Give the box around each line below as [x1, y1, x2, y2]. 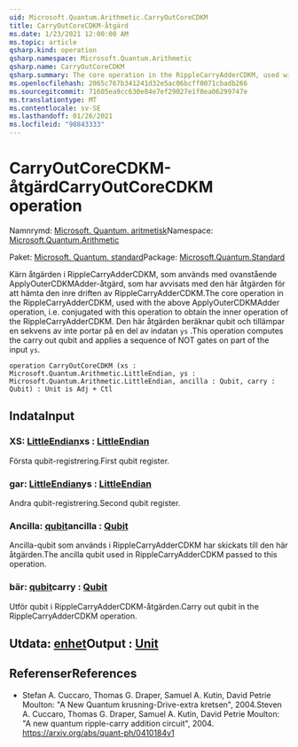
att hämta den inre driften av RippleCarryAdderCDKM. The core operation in [9, 287, 284, 298]
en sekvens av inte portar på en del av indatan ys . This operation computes [9, 325, 284, 336]
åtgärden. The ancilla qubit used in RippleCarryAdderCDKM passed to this [9, 549, 278, 560]
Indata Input [9, 409, 75, 424]
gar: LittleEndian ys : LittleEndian [9, 478, 153, 490]
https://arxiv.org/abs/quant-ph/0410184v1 [21, 728, 175, 738]
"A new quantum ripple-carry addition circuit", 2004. [21, 718, 215, 728]
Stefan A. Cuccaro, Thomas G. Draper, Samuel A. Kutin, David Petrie [21, 689, 271, 700]
